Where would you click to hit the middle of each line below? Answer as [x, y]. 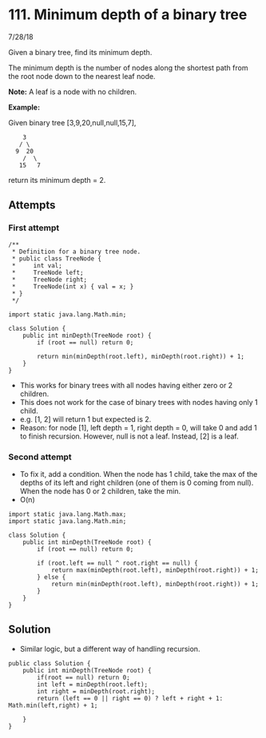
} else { [52, 577]
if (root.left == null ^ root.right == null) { [117, 563]
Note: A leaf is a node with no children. [73, 91]
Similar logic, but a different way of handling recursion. [110, 649]
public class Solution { [50, 663]
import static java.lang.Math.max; [67, 514]
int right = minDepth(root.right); [96, 691]
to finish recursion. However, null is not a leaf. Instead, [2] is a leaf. [129, 436]
